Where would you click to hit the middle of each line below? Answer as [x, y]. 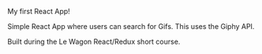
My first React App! [39, 11]
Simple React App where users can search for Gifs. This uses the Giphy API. [131, 26]
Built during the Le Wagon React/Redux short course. [94, 41]
